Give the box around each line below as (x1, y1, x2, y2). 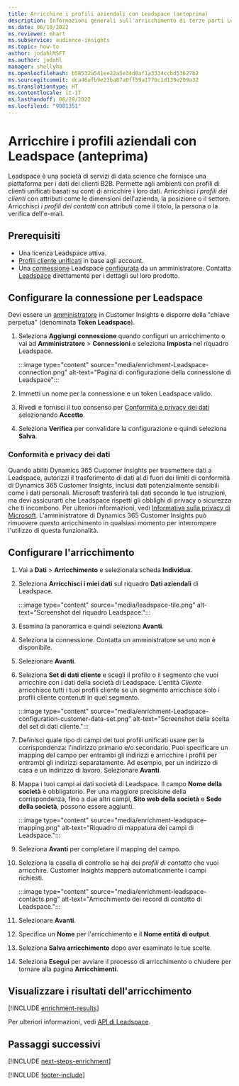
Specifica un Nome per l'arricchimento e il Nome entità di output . (18, 929, 211, 938)
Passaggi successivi (8, 1038, 101, 1050)
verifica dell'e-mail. (8, 209, 65, 218)
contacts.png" (18, 895, 60, 903)
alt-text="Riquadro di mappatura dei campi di (62, 823, 194, 832)
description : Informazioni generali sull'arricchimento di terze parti (8, 17, 224, 24)
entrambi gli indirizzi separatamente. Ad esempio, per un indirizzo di (18, 758, 218, 766)
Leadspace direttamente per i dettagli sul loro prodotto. (18, 271, 180, 280)
